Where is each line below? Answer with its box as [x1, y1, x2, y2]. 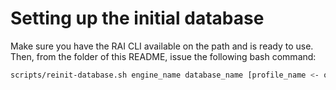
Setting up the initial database [10, 7, 265, 30]
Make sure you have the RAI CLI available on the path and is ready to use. [10, 40, 314, 52]
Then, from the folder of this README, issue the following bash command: [10, 50, 317, 62]
